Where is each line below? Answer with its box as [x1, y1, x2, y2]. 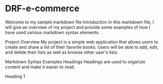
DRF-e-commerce [5, 3, 80, 14]
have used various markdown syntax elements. [5, 29, 100, 35]
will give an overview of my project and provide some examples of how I [5, 24, 150, 30]
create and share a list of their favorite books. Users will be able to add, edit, [5, 44, 159, 50]
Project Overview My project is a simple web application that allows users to [5, 39, 159, 44]
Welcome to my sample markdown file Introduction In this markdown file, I [5, 19, 154, 25]
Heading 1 [5, 73, 25, 79]
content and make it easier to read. [5, 64, 76, 70]
